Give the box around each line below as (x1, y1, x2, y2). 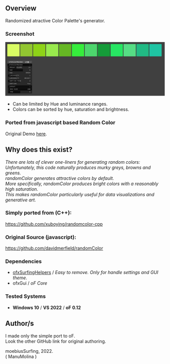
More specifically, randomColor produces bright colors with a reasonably (5, 180, 158, 187)
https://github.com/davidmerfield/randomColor (5, 245, 103, 251)
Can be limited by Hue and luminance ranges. (12, 101, 108, 107)
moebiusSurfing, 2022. (5, 348, 54, 354)
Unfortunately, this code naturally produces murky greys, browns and (5, 164, 151, 170)
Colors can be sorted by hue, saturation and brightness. (12, 106, 130, 112)
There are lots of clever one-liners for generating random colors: (5, 159, 140, 165)
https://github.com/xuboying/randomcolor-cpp (5, 221, 103, 227)
